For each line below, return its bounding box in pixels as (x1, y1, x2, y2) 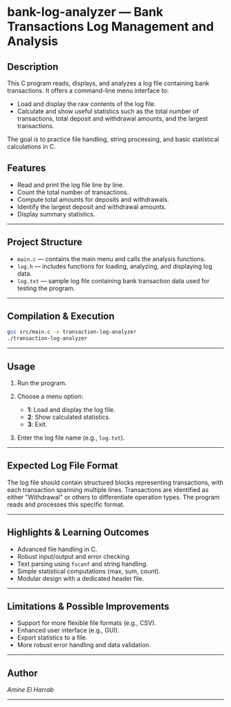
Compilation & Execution (7, 311, 115, 322)
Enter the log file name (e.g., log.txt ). (16, 433, 125, 442)
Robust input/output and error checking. (16, 552, 131, 560)
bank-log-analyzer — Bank (7, 4, 164, 20)
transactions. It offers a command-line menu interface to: (7, 87, 169, 94)
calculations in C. (7, 143, 56, 150)
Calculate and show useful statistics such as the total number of (16, 107, 199, 115)
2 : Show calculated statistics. (27, 413, 111, 421)
